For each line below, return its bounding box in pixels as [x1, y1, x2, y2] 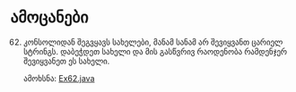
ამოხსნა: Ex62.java [22, 72, 95, 83]
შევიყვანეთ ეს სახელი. [22, 55, 110, 66]
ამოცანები [10, 7, 89, 28]
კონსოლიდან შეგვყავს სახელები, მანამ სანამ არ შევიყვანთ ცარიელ [22, 37, 283, 47]
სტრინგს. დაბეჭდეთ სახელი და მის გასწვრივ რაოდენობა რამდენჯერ [22, 46, 288, 56]
